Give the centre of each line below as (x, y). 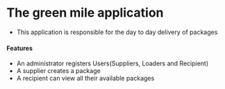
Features (19, 48)
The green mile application (85, 13)
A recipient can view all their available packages (85, 79)
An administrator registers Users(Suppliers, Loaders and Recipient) (112, 63)
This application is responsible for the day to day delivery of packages (117, 32)
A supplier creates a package (59, 71)
